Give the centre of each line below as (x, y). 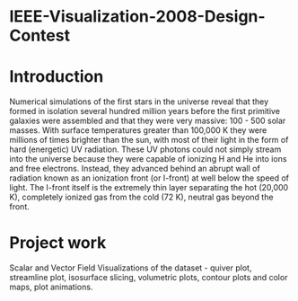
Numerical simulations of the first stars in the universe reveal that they (139, 102)
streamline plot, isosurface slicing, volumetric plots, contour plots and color (149, 278)
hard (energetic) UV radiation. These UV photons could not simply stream (145, 149)
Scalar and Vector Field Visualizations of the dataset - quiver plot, (131, 268)
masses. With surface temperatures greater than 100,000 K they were (138, 130)
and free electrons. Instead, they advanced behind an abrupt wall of (135, 169)
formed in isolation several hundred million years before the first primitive (145, 111)
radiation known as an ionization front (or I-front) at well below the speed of (149, 178)
